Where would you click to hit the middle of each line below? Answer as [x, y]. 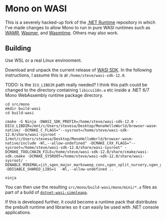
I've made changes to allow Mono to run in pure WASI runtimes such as [78, 27]
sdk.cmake [15, 156]
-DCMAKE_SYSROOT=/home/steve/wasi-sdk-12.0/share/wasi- [86, 156]
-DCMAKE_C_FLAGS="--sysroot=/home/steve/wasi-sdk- [76, 130]
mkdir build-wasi [23, 109]
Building [18, 48]
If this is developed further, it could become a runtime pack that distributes [81, 202]
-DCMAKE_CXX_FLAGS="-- [112, 143]
